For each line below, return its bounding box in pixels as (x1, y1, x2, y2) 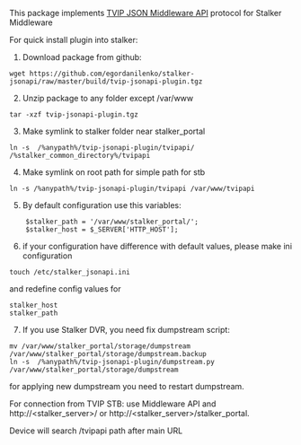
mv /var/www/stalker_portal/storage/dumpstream (9, 342, 191, 351)
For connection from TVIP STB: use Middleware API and (9, 398, 217, 409)
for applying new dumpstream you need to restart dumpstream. (9, 381, 244, 391)
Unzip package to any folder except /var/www (22, 93, 194, 103)
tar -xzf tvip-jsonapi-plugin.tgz (9, 110, 139, 119)
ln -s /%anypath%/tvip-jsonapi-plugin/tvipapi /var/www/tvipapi (9, 184, 255, 193)
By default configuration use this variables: (22, 200, 181, 210)
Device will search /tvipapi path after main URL (9, 425, 183, 436)
